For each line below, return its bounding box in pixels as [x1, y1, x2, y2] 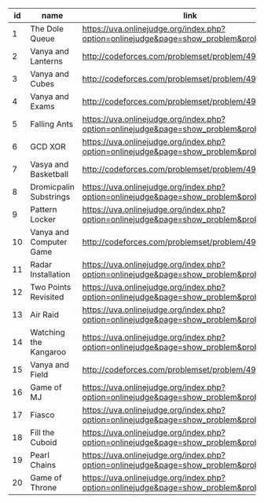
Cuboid [30, 437, 57, 447]
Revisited [30, 292, 64, 302]
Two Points [30, 282, 71, 292]
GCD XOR [30, 141, 67, 152]
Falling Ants [30, 119, 73, 129]
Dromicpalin [30, 182, 75, 192]
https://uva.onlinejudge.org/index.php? [82, 24, 225, 34]
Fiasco [30, 409, 55, 420]
